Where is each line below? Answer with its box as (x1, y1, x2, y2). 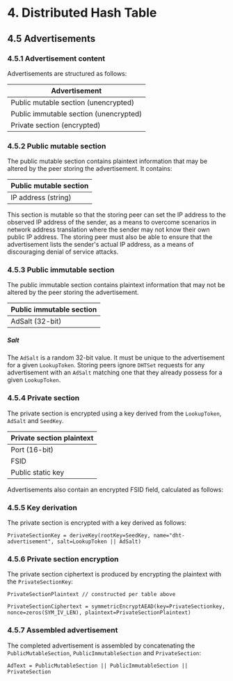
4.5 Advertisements (7, 33, 96, 45)
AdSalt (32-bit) (10, 316, 62, 326)
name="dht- (153, 532, 186, 540)
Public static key (10, 467, 65, 477)
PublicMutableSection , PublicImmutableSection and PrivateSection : (7, 648, 202, 657)
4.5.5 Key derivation (7, 503, 78, 512)
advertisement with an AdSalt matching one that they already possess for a (7, 368, 223, 377)
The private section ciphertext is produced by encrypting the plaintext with (7, 570, 222, 579)
